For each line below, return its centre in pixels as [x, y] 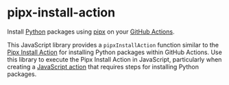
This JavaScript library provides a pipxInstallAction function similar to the [113, 45]
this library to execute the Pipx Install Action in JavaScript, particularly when [114, 59]
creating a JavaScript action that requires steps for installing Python [103, 66]
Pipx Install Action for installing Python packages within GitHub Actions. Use [115, 52]
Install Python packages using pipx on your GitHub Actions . [91, 32]
